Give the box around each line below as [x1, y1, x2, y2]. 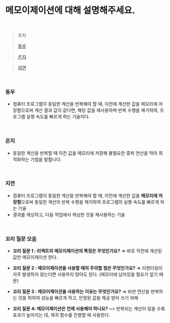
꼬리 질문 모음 [5, 235, 37, 242]
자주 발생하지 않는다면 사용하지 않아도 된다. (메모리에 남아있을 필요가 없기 [12, 271, 158, 277]
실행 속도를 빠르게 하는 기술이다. [26, 114, 90, 120]
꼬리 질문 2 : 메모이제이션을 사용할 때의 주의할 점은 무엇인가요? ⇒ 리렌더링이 [12, 265, 163, 271]
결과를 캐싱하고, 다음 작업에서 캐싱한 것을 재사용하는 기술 [12, 211, 125, 217]
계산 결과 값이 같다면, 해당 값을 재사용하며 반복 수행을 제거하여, [35, 107, 159, 113]
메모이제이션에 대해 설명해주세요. [5, 5, 135, 16]
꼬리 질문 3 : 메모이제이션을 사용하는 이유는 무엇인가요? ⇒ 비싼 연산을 [12, 288, 150, 295]
